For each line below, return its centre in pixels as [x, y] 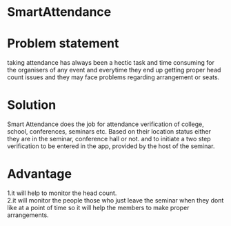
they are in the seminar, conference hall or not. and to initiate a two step [109, 139]
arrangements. [28, 215]
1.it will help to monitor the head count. [62, 193]
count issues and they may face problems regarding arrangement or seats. [113, 77]
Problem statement [63, 44]
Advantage [40, 174]
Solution [32, 105]
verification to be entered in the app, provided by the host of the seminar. [111, 146]
